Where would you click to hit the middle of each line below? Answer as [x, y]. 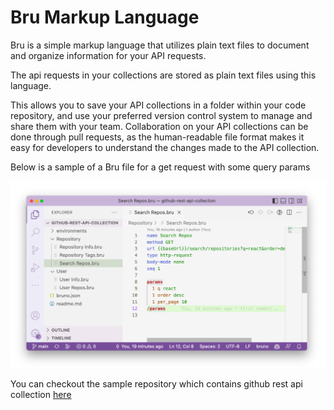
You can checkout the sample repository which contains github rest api [156, 383]
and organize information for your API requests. [108, 55]
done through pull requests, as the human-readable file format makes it [157, 137]
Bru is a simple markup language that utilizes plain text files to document [160, 45]
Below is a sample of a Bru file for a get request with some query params [160, 167]
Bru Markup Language [105, 17]
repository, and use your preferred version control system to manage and [161, 115]
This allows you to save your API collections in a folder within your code [158, 105]
